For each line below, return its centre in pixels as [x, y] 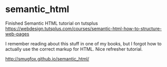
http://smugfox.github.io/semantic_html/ [47, 58]
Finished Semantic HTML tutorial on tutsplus [52, 23]
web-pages [17, 34]
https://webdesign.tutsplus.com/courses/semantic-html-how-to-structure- [83, 28]
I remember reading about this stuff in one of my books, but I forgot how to [83, 43]
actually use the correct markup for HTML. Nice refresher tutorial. [74, 49]
